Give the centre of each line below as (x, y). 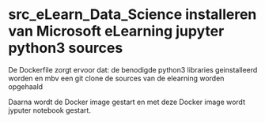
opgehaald (26, 86)
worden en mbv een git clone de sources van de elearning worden (116, 78)
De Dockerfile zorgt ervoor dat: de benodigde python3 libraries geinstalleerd (133, 69)
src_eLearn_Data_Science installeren (132, 15)
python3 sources (66, 48)
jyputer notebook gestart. (49, 110)
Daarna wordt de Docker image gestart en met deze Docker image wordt (127, 102)
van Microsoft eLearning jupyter (116, 31)
